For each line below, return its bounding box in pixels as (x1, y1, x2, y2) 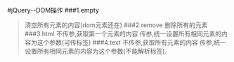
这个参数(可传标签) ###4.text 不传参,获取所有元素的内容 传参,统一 (37, 38, 226, 47)
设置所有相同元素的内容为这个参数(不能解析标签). (24, 47, 167, 55)
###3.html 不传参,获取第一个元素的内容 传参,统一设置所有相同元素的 (24, 30, 222, 38)
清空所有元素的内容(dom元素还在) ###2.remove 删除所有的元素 (24, 21, 208, 29)
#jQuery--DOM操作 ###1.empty (7, 6, 100, 14)
